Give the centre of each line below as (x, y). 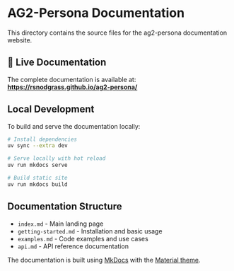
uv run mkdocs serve (38, 165)
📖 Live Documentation (57, 63)
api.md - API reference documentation (73, 246)
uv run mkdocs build (38, 184)
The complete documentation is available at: (72, 79)
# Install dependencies (42, 139)
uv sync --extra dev (38, 146)
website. (20, 40)
